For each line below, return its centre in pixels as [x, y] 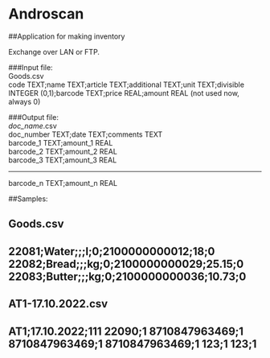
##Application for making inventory [67, 36]
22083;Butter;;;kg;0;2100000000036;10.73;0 [127, 276]
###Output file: [33, 117]
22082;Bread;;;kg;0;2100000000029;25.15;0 [126, 263]
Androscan [46, 14]
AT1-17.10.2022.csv [58, 304]
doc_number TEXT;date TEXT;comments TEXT [86, 134]
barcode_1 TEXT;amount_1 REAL [61, 142]
